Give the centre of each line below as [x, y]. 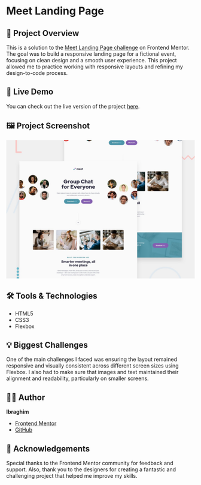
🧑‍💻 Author [26, 397]
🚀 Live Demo [30, 92]
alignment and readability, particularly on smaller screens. [77, 378]
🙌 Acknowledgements [48, 449]
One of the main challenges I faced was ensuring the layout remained [92, 359]
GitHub [24, 430]
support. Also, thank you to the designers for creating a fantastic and [91, 469]
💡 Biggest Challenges [47, 345]
